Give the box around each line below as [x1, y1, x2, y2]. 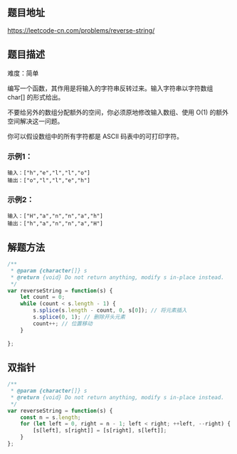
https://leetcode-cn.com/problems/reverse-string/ [7, 26, 155, 34]
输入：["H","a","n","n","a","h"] [7, 213, 103, 220]
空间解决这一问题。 [7, 117, 64, 125]
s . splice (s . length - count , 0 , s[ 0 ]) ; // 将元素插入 [33, 307, 187, 315]
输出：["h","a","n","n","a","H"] [7, 220, 103, 228]
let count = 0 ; [20, 294, 65, 301]
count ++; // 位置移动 [33, 320, 93, 327]
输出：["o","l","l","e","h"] [7, 176, 91, 184]
